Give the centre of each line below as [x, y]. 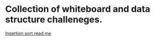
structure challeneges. [54, 20]
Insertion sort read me [28, 33]
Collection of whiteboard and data [78, 9]
